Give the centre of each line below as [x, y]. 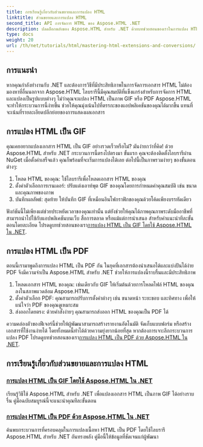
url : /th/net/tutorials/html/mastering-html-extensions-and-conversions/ [101, 46]
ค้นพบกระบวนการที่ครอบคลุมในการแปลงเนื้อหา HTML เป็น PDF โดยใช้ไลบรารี [86, 430]
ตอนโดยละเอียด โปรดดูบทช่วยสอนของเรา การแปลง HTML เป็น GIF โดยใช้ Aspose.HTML [99, 225]
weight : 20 [20, 40]
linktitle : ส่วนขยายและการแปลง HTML [47, 18]
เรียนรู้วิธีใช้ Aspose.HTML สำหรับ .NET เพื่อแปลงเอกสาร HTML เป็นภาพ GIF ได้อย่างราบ [100, 394]
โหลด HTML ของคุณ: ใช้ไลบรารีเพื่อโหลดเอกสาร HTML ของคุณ [80, 179]
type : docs [20, 35]
